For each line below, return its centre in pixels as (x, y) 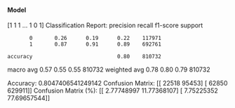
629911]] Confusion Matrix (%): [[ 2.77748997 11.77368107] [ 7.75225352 (113, 90)
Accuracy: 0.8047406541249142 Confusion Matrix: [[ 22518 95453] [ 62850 (117, 83)
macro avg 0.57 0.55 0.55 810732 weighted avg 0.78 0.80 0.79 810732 (109, 69)
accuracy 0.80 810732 (84, 57)
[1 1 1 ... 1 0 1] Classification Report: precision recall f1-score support (105, 25)
